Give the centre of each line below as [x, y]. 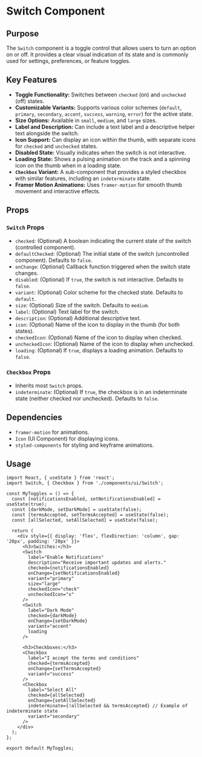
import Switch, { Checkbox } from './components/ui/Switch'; [85, 483]
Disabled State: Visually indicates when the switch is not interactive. [100, 152]
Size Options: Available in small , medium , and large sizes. [86, 120]
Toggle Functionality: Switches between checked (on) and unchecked [100, 95]
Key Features [32, 80]
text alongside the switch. [47, 133]
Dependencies [34, 417]
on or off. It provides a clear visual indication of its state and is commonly [97, 55]
